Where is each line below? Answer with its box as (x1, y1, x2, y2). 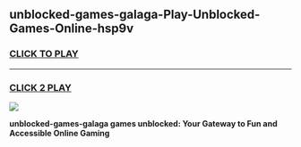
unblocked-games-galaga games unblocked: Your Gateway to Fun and (9, 118, 278, 128)
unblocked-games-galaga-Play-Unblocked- (9, 7, 261, 22)
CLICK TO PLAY (9, 48, 79, 61)
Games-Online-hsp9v (9, 21, 134, 37)
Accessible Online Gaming (9, 127, 110, 138)
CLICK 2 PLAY (9, 81, 72, 94)
